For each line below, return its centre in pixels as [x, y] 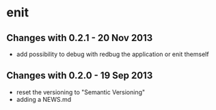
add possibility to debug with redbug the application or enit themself [112, 54]
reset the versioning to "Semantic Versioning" [81, 92]
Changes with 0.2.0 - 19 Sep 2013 [80, 75]
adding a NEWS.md [44, 99]
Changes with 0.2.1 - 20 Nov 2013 [80, 38]
